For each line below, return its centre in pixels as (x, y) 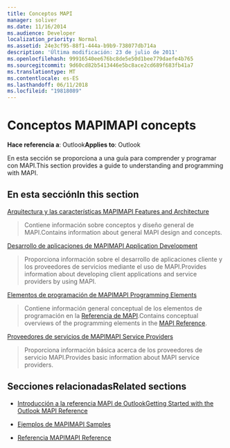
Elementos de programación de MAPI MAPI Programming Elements (102, 294)
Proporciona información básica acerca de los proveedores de (113, 350)
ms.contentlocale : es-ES (43, 78)
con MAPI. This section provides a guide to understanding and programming (115, 166)
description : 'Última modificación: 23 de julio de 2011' (92, 53)
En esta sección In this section (73, 195)
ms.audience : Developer (42, 33)
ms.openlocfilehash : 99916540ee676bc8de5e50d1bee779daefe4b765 (100, 59)
